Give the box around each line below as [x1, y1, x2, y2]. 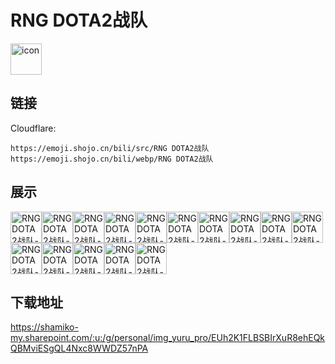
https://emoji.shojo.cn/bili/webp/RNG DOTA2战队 [10, 154, 214, 164]
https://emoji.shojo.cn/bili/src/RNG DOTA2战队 [10, 143, 210, 153]
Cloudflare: [10, 122, 57, 134]
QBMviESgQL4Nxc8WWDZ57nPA [10, 342, 149, 355]
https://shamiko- [10, 321, 79, 333]
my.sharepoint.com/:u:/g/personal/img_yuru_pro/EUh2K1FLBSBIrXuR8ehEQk [10, 332, 326, 344]
